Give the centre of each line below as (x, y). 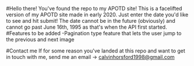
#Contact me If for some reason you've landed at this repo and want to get (96, 51)
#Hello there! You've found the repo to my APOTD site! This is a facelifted (94, 8)
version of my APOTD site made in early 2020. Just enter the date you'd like (97, 15)
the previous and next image (40, 39)
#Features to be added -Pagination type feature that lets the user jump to (94, 33)
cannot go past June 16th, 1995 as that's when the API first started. (87, 27)
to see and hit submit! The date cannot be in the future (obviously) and (91, 21)
